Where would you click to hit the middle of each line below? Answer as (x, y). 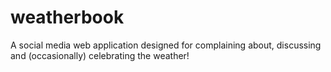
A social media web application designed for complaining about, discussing (166, 45)
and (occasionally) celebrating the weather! (100, 55)
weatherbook (67, 17)
